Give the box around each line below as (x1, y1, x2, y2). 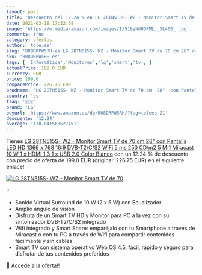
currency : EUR (6, 71, 42, 77)
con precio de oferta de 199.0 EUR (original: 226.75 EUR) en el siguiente (6, 157, 185, 164)
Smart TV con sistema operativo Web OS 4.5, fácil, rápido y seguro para (14, 244, 194, 251)
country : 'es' (6, 93, 42, 99)
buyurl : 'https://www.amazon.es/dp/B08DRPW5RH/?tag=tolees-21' (6, 110, 168, 116)
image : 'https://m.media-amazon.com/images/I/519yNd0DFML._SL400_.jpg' (6, 25, 189, 32)
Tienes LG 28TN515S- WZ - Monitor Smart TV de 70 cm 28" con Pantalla (6, 137, 187, 145)
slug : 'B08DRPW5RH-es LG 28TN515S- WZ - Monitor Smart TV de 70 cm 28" (6, 48, 189, 54)
